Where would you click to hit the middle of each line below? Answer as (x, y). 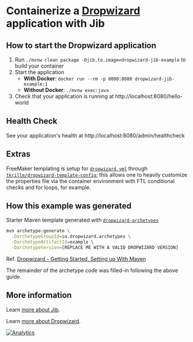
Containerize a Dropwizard (73, 11)
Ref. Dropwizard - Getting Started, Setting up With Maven (76, 258)
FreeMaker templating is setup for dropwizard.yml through (77, 168)
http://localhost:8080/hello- (149, 96)
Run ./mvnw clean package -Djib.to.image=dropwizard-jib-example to (100, 60)
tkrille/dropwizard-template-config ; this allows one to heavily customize (97, 175)
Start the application (39, 72)
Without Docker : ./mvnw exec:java (66, 90)
